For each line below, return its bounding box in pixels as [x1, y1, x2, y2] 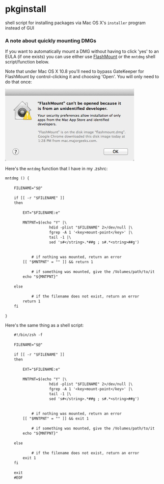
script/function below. [5, 59, 50, 65]
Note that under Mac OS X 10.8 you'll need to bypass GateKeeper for [5, 68, 144, 74]
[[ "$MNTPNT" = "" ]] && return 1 [23, 259, 93, 264]
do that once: [5, 79, 32, 85]
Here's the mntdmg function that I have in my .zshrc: [5, 166, 108, 172]
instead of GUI [5, 25, 34, 31]
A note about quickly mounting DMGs [5, 37, 97, 44]
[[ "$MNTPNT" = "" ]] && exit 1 [23, 416, 89, 421]
